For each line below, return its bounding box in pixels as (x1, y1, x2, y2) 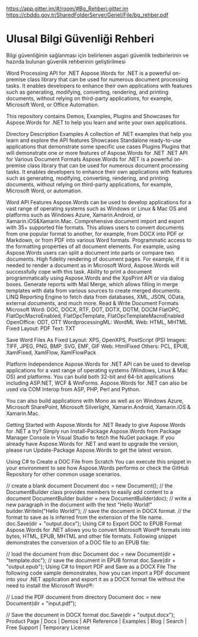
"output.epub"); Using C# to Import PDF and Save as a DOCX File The (6, 563, 177, 570)
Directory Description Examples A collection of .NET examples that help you (6, 130, 191, 137)
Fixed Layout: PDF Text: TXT (6, 325, 76, 332)
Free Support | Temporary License (6, 623, 90, 631)
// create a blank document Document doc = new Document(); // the (6, 482, 173, 489)
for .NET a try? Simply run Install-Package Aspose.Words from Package (6, 427, 181, 435)
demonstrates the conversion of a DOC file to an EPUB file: (6, 538, 150, 546)
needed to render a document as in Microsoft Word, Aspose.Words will (6, 261, 180, 269)
